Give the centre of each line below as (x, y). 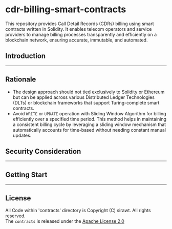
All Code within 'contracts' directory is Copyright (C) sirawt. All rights (78, 210)
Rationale (21, 80)
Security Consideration (43, 151)
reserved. (15, 216)
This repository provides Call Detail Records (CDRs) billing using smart (80, 24)
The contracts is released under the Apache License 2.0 (65, 221)
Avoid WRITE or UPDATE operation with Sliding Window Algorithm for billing (89, 113)
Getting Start (26, 174)
